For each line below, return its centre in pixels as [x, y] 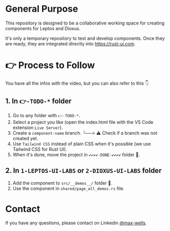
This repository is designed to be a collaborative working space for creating [85, 23]
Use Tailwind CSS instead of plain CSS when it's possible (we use [82, 144]
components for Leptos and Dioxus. [43, 28]
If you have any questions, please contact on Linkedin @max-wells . [76, 223]
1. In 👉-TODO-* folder [39, 101]
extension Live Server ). [38, 127]
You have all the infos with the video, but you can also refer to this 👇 [77, 83]
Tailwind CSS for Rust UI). [40, 149]
